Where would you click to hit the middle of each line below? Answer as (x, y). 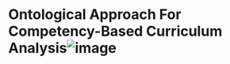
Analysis (38, 48)
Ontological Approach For (95, 15)
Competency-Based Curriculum (115, 31)
